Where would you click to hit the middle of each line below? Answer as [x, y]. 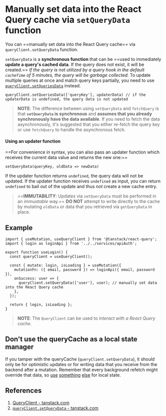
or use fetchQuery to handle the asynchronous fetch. [71, 129]
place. [24, 212]
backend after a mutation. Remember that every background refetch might [82, 370]
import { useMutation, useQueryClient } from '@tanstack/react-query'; [81, 239]
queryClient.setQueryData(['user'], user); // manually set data [87, 283]
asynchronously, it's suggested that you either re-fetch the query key [88, 124]
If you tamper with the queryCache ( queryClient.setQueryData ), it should [80, 359]
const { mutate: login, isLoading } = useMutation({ [66, 265]
